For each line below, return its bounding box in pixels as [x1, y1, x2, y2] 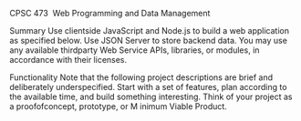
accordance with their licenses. [9, 55, 128, 65]
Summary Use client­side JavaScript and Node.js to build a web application [9, 25, 290, 35]
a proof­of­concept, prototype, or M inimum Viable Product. [9, 101, 228, 112]
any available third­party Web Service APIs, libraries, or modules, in [9, 45, 260, 55]
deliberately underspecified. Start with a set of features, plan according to [9, 82, 287, 92]
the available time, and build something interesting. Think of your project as [9, 91, 293, 102]
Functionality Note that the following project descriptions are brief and [9, 72, 274, 83]
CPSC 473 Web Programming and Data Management [9, 8, 211, 18]
